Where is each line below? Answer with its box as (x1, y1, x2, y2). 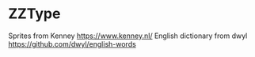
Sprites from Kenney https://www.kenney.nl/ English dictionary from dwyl (8, 31, 248, 40)
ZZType (8, 5, 61, 23)
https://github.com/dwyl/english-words (8, 39, 136, 48)
